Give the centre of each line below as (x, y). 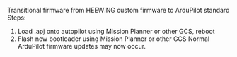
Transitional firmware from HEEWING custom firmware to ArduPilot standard (118, 10)
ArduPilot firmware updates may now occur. (82, 46)
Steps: (17, 18)
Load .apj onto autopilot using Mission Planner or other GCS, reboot (116, 31)
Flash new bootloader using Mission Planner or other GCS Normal (114, 39)
